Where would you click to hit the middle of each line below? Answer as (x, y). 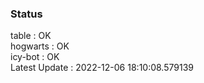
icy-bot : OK (35, 57)
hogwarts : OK (40, 46)
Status (26, 14)
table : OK (31, 36)
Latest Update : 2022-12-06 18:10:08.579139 (102, 68)
